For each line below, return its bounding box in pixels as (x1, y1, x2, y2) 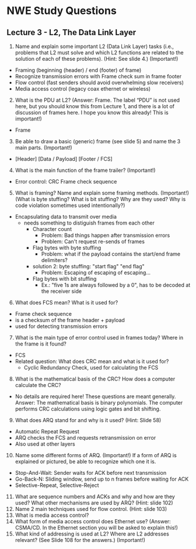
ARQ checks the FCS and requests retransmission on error (15, 434, 156, 441)
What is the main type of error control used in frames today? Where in (15, 334, 183, 341)
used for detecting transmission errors (15, 323, 108, 330)
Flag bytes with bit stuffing (32, 275, 97, 282)
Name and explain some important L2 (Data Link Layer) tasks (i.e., (15, 43, 174, 50)
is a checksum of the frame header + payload (15, 317, 125, 323)
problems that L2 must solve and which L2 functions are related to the (15, 49, 184, 56)
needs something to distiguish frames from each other (23, 219, 155, 226)
